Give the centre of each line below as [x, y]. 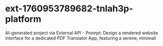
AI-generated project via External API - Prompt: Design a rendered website [81, 33]
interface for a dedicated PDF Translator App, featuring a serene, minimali [81, 38]
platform [23, 19]
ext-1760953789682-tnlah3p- [69, 9]
